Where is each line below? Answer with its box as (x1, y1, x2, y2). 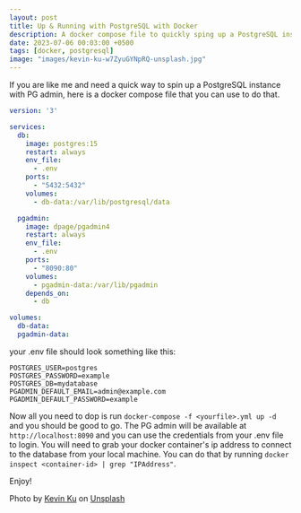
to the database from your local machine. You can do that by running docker (9, 448, 289, 459)
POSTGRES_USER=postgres (9, 363, 99, 372)
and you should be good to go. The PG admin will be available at (9, 420, 247, 430)
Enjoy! (9, 475, 33, 486)
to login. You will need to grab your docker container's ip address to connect (9, 439, 292, 449)
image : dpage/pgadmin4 (25, 222, 110, 231)
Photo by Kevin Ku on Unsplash (9, 492, 125, 503)
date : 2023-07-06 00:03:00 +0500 (9, 38, 134, 48)
